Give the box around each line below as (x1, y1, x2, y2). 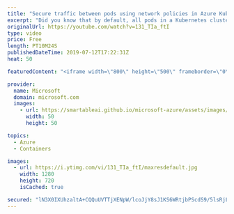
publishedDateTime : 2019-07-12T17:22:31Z (7, 49, 130, 56)
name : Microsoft (13, 87, 61, 94)
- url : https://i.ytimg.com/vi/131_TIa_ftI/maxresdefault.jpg (13, 165, 198, 171)
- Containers (13, 145, 52, 152)
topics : (7, 132, 30, 139)
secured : (7, 196, 33, 203)
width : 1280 (19, 171, 54, 178)
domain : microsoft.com (13, 93, 79, 101)
